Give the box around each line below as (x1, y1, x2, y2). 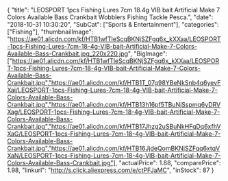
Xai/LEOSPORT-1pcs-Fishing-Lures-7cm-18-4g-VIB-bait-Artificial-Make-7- (7, 86, 218, 94)
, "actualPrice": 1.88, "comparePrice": (115, 159, 221, 167)
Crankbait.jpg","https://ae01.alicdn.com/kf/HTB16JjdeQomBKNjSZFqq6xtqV (7, 144, 220, 152)
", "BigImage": (127, 49, 168, 58)
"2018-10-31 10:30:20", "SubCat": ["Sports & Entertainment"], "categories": (7, 21, 219, 28)
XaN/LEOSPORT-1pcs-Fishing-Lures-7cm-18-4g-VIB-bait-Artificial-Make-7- (7, 152, 221, 160)
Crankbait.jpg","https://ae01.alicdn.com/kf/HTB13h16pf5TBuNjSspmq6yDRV (7, 101, 221, 108)
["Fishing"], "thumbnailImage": (7, 27, 94, 36)
